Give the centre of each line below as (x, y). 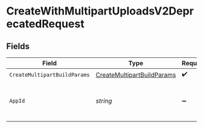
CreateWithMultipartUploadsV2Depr (100, 11)
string (104, 101)
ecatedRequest (45, 24)
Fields (18, 46)
